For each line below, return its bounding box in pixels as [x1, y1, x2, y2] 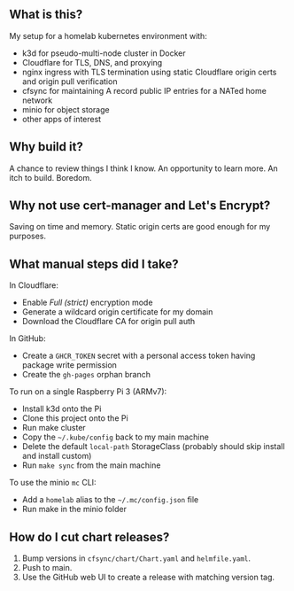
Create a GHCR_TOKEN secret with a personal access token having [21, 350, 256, 362]
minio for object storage [21, 104, 110, 114]
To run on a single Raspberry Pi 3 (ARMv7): [9, 386, 167, 397]
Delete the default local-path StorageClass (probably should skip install [21, 441, 285, 452]
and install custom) [21, 451, 92, 462]
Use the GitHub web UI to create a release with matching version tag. [21, 572, 275, 583]
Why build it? [9, 139, 84, 154]
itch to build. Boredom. [9, 172, 93, 183]
